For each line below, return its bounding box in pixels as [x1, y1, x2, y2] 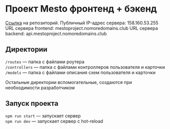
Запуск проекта [5, 99, 59, 108]
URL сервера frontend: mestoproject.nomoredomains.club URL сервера [5, 25, 158, 31]
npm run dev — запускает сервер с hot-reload [5, 118, 103, 124]
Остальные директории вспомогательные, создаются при [5, 79, 132, 85]
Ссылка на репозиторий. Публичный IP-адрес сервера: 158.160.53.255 [5, 20, 159, 26]
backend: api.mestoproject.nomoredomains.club [5, 30, 107, 36]
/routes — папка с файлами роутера [5, 59, 85, 65]
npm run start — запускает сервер [5, 112, 81, 119]
